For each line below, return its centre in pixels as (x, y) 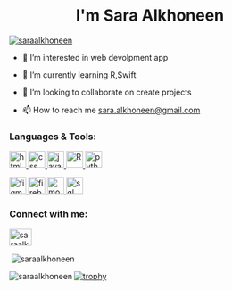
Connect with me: (49, 214)
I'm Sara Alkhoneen (150, 16)
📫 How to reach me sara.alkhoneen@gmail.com (111, 110)
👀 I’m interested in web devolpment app (95, 57)
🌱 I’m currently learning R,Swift (79, 75)
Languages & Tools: (53, 137)
